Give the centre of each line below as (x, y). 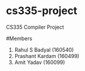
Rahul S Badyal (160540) (44, 50)
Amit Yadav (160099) (40, 62)
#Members (19, 38)
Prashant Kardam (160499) (47, 56)
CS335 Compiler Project (35, 27)
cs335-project (42, 11)
